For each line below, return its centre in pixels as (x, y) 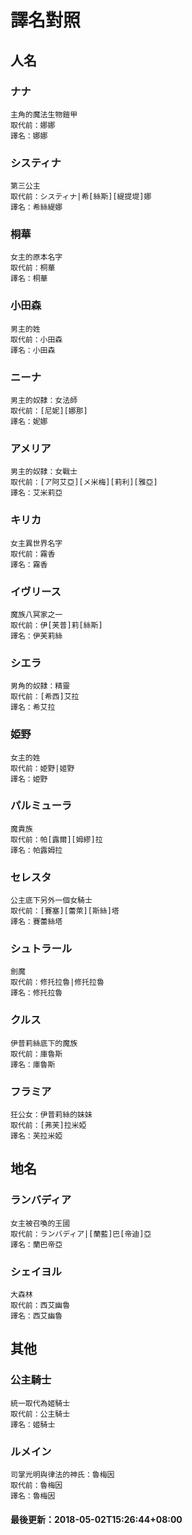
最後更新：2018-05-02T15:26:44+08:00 (96, 1519)
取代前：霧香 (33, 554)
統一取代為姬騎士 (40, 1403)
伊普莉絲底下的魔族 (44, 1043)
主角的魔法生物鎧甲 (44, 114)
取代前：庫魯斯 (36, 1054)
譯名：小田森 (33, 350)
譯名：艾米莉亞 (36, 493)
